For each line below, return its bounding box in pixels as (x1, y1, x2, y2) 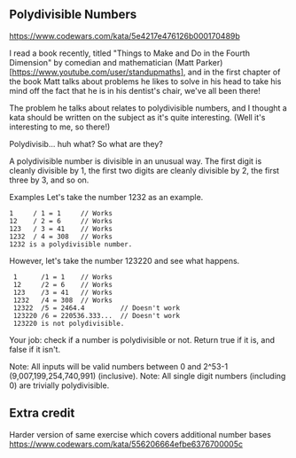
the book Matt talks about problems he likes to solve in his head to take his (9, 75, 282, 87)
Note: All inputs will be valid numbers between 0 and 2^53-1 (9, 361, 229, 371)
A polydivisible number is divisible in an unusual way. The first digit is (9, 155, 262, 167)
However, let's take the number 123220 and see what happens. (9, 255, 240, 266)
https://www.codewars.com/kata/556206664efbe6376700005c (9, 439, 244, 449)
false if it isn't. (9, 344, 60, 354)
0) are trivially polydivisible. (9, 380, 110, 391)
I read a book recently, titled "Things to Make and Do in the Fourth (9, 48, 251, 58)
